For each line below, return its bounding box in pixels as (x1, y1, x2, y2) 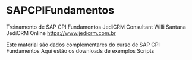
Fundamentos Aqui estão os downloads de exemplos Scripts (6, 47, 155, 54)
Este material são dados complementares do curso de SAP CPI (6, 41, 160, 48)
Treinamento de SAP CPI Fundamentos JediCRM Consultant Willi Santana (6, 23, 186, 30)
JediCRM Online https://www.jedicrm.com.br (6, 29, 116, 36)
